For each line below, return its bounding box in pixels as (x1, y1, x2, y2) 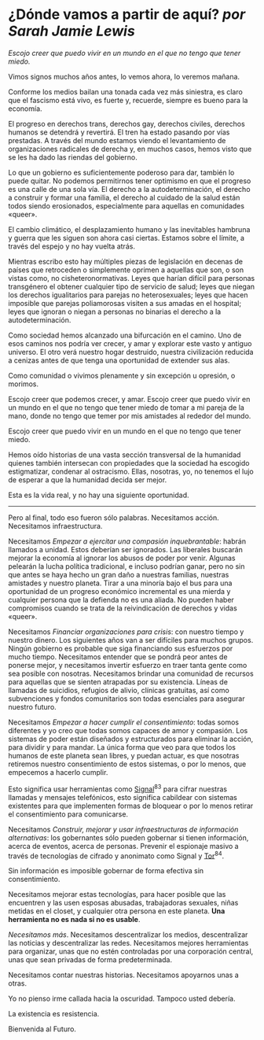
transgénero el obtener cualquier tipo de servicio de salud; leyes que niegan (8, 282, 255, 291)
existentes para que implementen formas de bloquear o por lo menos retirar (8, 801, 254, 810)
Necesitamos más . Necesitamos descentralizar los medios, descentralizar (8, 930, 248, 939)
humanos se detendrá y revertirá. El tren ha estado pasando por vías (8, 127, 230, 137)
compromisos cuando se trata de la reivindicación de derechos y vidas (8, 603, 237, 613)
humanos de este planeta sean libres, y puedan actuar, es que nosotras (8, 750, 240, 760)
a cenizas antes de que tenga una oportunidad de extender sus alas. (8, 356, 230, 365)
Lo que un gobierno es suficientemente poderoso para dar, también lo (8, 168, 235, 177)
